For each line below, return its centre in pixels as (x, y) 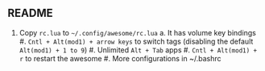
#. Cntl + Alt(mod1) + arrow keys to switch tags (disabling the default (136, 41)
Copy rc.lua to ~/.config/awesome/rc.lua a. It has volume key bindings (138, 32)
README (30, 13)
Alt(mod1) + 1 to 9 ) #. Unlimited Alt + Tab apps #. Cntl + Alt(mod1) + (138, 50)
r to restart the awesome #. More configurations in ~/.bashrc (120, 58)
